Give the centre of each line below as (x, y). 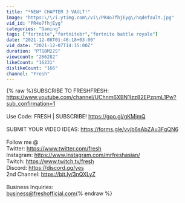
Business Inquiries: (30, 187)
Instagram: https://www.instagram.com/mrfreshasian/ (73, 155)
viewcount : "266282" (32, 57)
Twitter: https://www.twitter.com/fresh (54, 149)
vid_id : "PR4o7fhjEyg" (35, 23)
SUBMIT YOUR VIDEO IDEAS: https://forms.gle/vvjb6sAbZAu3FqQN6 (92, 129)
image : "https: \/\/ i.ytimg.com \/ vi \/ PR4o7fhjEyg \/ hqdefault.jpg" (90, 18)
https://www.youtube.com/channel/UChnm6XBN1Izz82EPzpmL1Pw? (91, 97)
